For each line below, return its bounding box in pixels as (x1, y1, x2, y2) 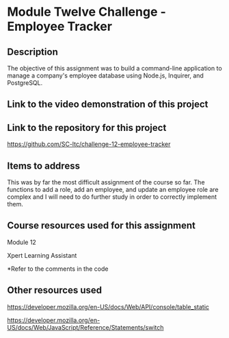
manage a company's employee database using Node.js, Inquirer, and (7, 71, 204, 80)
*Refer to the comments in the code (7, 265, 109, 273)
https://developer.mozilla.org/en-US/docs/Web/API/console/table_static (7, 302, 210, 311)
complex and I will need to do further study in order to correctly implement (7, 193, 217, 201)
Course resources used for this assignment (7, 220, 196, 232)
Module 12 (7, 238, 36, 246)
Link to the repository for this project (7, 121, 167, 134)
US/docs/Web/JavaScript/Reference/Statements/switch (7, 323, 164, 331)
